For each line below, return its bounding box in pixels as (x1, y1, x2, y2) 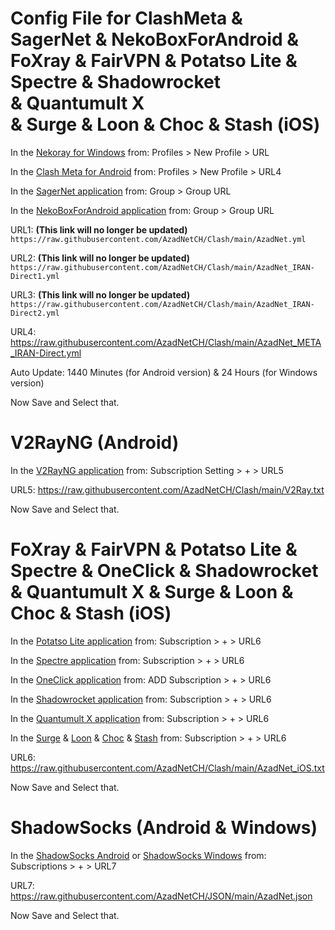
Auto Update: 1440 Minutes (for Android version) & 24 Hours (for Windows (10, 366, 318, 378)
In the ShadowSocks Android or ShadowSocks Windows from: (10, 849, 267, 861)
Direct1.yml (10, 271, 60, 281)
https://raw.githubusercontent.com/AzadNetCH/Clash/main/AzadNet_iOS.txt (10, 762, 325, 774)
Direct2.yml (10, 308, 60, 318)
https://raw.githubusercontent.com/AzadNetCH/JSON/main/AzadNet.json (10, 890, 313, 902)
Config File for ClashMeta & (10, 7, 243, 30)
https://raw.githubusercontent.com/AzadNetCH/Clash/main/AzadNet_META (10, 336, 322, 348)
